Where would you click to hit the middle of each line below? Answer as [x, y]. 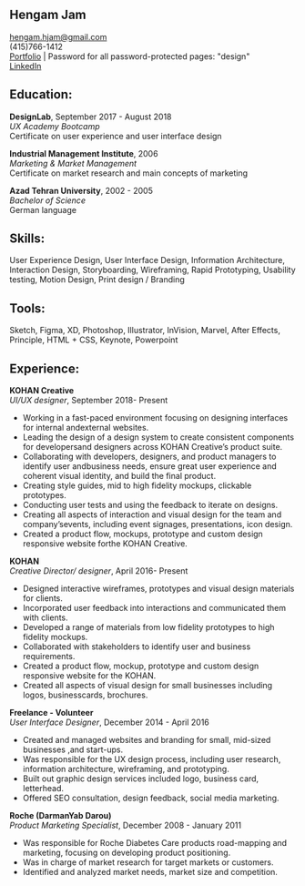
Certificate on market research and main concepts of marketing [129, 173]
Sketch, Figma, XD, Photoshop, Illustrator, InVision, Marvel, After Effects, [145, 331]
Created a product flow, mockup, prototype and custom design [141, 666]
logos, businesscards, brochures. [85, 695]
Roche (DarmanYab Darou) [61, 816]
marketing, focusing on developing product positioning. [127, 853]
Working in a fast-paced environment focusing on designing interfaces [155, 418]
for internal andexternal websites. [86, 428]
